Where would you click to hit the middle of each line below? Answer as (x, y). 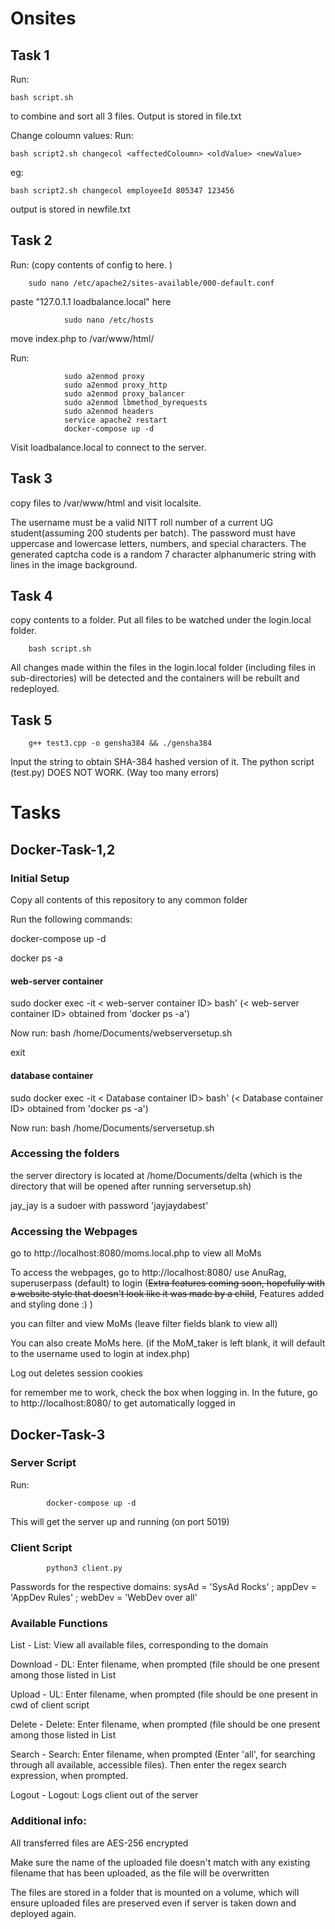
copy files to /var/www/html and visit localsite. (106, 503)
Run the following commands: (71, 919)
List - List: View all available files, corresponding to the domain (139, 1645)
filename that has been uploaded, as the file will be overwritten (140, 1873)
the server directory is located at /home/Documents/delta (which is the (156, 1175)
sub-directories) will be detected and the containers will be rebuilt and (155, 678)
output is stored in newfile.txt (70, 209)
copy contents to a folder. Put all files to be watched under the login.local (161, 620)
